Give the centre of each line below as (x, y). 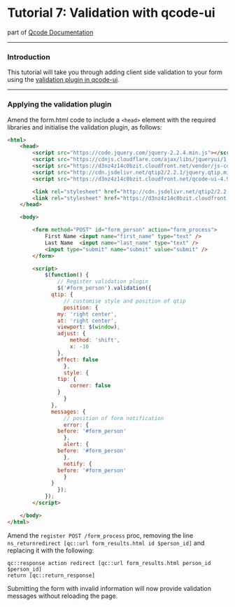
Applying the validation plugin (59, 104)
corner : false (90, 386)
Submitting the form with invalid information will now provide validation (109, 588)
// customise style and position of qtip (125, 301)
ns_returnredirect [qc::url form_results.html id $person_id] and (106, 543)
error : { (76, 425)
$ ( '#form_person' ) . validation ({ (104, 288)
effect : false (78, 360)
